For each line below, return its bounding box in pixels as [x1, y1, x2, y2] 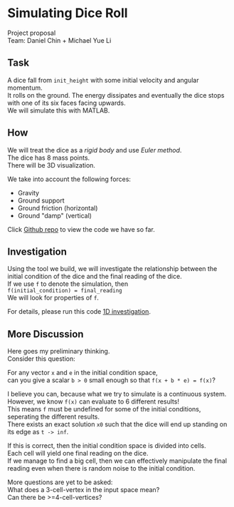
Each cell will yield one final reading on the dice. [7, 449, 149, 458]
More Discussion [7, 328, 84, 340]
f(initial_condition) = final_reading [7, 287, 122, 295]
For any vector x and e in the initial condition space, [7, 369, 158, 377]
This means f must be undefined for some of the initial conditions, [7, 405, 201, 414]
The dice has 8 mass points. [7, 153, 90, 162]
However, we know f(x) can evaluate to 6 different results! [7, 397, 180, 406]
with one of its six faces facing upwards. [7, 98, 126, 107]
